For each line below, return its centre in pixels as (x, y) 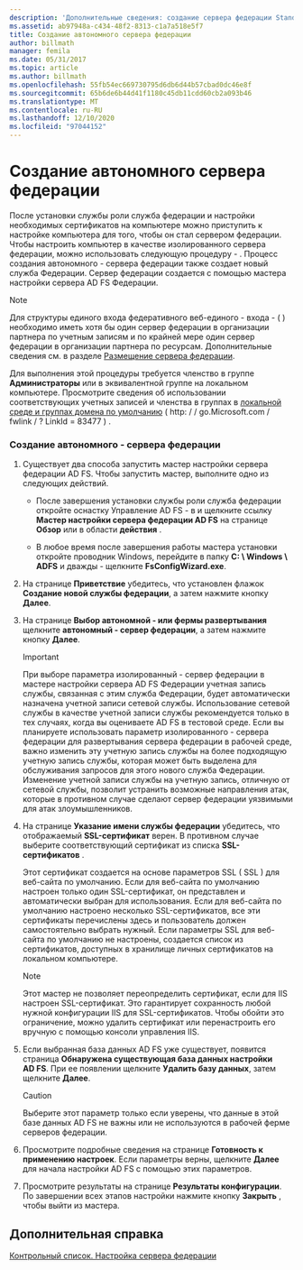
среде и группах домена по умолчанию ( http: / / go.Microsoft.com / (140, 411)
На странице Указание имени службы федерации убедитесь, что (151, 826)
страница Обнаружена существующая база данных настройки (147, 1059)
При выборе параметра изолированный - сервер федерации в (143, 675)
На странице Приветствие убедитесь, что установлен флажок (143, 584)
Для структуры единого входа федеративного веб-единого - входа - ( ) (147, 317)
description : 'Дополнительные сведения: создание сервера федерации (141, 18)
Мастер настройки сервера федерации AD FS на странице (152, 520)
